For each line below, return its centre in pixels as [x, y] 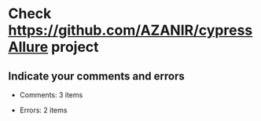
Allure [28, 47]
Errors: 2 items [43, 110]
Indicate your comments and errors [96, 76]
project [75, 47]
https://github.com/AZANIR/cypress [130, 30]
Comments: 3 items [51, 95]
